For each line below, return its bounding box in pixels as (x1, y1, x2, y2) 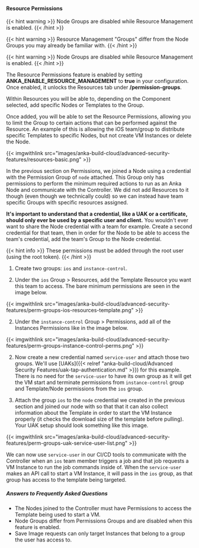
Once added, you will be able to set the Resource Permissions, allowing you (6, 113, 191, 120)
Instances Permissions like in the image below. (14, 325, 129, 332)
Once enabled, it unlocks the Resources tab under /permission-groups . (6, 84, 182, 91)
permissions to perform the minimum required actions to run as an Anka (6, 180, 182, 187)
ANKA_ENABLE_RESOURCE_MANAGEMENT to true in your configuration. (6, 78, 189, 85)
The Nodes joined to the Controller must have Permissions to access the (14, 505, 192, 512)
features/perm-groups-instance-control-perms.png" (6, 342, 134, 350)
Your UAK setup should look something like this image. (14, 422, 149, 429)
